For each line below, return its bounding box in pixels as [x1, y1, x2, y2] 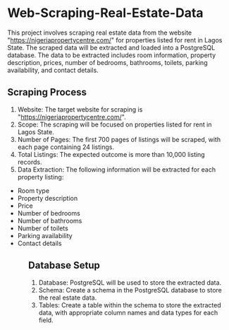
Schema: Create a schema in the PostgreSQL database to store [38, 285, 222, 294]
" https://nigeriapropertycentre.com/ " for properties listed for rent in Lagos [7, 35, 223, 44]
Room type [17, 186, 50, 195]
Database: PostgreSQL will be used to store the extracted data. [38, 278, 222, 287]
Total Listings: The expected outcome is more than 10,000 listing [17, 150, 206, 158]
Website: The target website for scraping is [17, 105, 143, 114]
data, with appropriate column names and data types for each [38, 308, 218, 317]
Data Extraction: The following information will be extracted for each [17, 165, 216, 174]
